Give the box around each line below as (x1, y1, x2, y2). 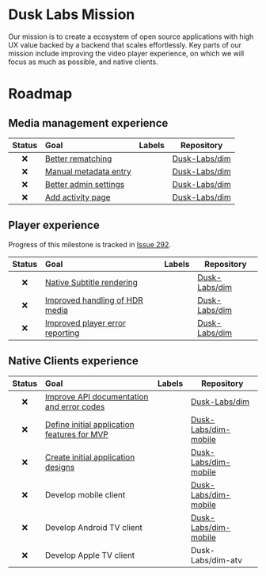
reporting (44, 327, 80, 338)
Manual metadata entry (44, 166, 132, 177)
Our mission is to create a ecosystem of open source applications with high (8, 32, 254, 41)
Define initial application (44, 418, 135, 429)
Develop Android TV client (44, 521, 142, 532)
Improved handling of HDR (44, 295, 144, 306)
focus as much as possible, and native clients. (8, 57, 158, 67)
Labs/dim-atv (190, 555, 243, 566)
